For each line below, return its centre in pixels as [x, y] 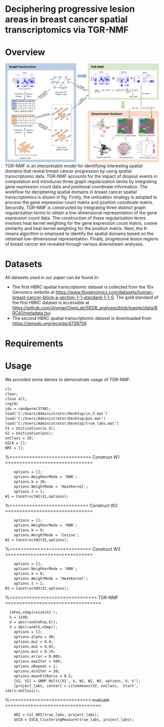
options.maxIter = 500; [38, 661]
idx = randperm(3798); [28, 409]
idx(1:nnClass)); [23, 691]
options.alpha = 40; [35, 637]
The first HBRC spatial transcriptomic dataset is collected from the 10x [83, 287]
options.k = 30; [31, 482]
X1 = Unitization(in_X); [30, 428]
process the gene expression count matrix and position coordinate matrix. [79, 203]
